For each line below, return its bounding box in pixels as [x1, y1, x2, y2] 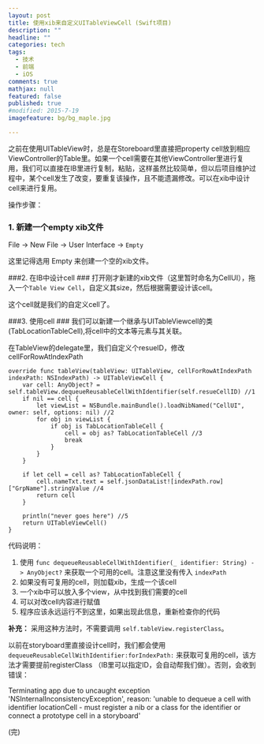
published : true [8, 99, 61, 107]
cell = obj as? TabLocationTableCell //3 [64, 429, 203, 438]
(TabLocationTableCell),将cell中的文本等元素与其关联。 [8, 327, 187, 336]
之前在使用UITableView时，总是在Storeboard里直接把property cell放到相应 [8, 144, 251, 153]
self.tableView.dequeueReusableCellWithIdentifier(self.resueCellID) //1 [8, 388, 256, 396]
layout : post [8, 11, 51, 20]
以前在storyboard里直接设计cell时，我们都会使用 [8, 641, 166, 650]
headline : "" [8, 33, 51, 42]
